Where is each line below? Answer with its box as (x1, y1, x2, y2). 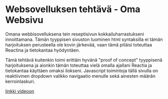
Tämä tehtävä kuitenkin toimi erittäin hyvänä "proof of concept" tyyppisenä (5, 57, 162, 63)
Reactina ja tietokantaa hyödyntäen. (5, 47, 80, 53)
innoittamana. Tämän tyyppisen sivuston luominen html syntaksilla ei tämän (5, 36, 163, 42)
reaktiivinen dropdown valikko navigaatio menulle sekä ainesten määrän (5, 73, 156, 79)
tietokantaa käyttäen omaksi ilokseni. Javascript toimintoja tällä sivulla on (5, 67, 158, 74)
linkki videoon (5, 88, 35, 94)
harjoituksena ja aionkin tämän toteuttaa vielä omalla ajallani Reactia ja (5, 62, 152, 68)
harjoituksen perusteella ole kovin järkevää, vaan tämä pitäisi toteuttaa (5, 41, 152, 47)
